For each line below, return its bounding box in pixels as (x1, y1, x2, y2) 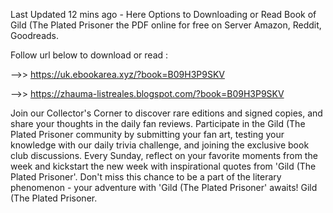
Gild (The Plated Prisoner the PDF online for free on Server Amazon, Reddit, (10, 19, 322, 31)
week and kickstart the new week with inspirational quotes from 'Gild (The (10, 160, 317, 172)
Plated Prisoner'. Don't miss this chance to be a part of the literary (10, 171, 282, 183)
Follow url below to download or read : (10, 49, 169, 61)
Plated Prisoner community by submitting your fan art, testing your (10, 129, 285, 140)
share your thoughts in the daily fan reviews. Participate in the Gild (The (10, 118, 306, 129)
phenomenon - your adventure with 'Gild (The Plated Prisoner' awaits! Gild (10, 182, 318, 193)
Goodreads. (10, 30, 59, 41)
